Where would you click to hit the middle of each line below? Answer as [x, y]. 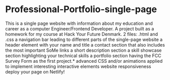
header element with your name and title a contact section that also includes [85, 45]
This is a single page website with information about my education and [79, 23]
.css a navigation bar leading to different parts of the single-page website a [84, 39]
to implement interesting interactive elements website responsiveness [78, 66]
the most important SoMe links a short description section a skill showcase [83, 50]
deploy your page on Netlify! [35, 71]
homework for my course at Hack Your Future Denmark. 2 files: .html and [82, 34]
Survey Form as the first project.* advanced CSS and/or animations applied [84, 61]
